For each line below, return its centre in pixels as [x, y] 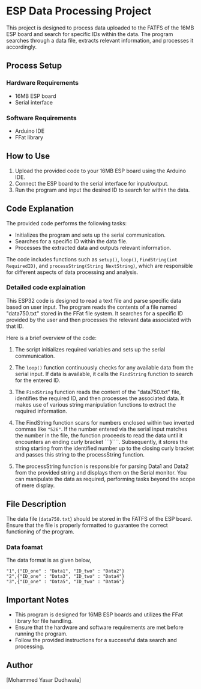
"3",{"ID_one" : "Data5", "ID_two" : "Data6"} [65, 581]
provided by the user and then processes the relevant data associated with [99, 320]
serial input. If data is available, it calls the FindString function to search [104, 374]
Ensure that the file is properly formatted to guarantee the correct [87, 525]
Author [19, 665]
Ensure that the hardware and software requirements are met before [99, 627]
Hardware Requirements [43, 83]
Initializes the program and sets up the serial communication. [90, 235]
